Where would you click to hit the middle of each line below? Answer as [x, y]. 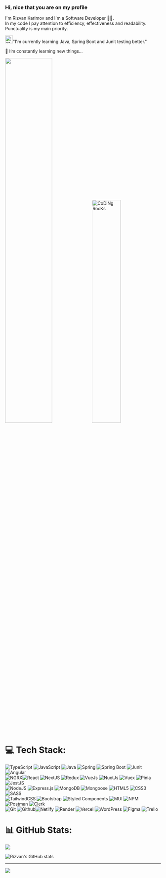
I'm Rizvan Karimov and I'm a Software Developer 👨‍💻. [60, 18]
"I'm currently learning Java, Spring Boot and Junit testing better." [80, 42]
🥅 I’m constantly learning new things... [44, 51]
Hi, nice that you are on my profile [46, 7]
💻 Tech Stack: [36, 750]
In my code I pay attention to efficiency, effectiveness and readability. [76, 23]
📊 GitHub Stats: [39, 830]
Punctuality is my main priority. [37, 29]
